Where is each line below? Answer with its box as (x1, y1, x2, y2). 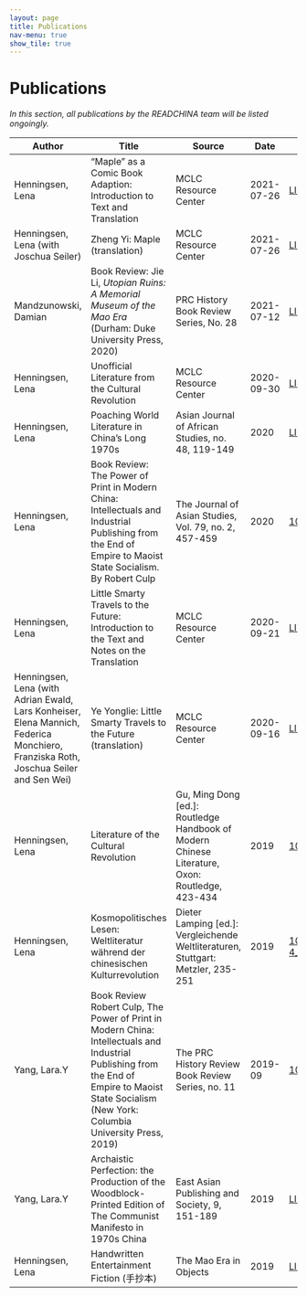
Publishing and (175, 1187, 239, 1200)
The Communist (90, 1210, 160, 1223)
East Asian (175, 1175, 221, 1188)
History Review (175, 1058, 240, 1070)
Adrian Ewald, (14, 694, 74, 707)
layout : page (9, 13, 59, 23)
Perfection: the (90, 1164, 154, 1177)
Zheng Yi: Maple (90, 233, 161, 246)
